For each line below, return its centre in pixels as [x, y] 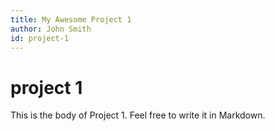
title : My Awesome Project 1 [71, 19]
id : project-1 [40, 38]
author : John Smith [51, 29]
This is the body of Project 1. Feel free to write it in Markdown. [138, 115]
